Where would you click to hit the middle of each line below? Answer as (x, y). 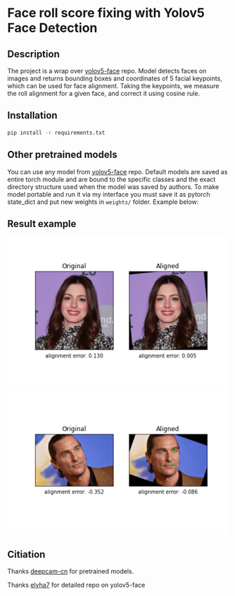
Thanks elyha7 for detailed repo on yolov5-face (76, 585)
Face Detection (52, 28)
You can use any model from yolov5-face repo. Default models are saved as (118, 171)
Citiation (26, 554)
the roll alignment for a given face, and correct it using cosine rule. (104, 93)
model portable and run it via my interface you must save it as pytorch (109, 194)
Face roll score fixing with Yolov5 (106, 13)
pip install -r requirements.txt (56, 133)
